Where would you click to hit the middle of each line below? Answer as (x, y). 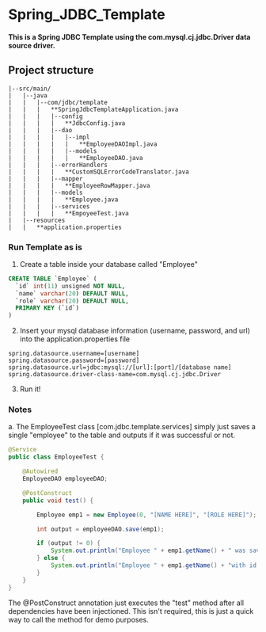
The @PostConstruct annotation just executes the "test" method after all (126, 603)
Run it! (30, 389)
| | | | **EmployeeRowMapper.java (79, 185)
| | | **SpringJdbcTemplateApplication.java (93, 109)
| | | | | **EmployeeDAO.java (76, 158)
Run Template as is (46, 247)
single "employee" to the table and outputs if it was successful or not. (122, 435)
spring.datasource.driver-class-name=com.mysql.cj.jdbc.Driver (115, 375)
